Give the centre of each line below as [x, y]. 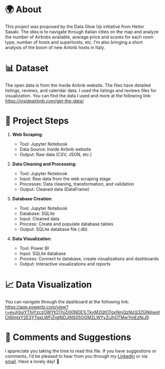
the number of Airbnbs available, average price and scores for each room [79, 37]
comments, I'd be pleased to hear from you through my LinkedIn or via [76, 356]
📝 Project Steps [37, 121]
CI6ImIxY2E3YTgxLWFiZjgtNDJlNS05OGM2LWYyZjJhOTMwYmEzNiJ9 [77, 317]
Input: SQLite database [43, 253]
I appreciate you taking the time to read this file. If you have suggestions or [81, 351]
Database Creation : [32, 199]
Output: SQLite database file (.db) [54, 229]
